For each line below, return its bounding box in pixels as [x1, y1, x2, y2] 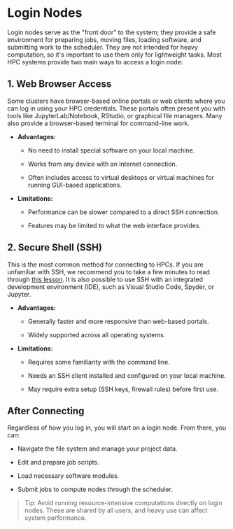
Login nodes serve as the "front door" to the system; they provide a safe [7, 28, 216, 36]
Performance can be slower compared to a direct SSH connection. [27, 208, 220, 216]
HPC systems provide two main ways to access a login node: [7, 57, 183, 66]
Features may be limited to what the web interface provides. [27, 221, 202, 230]
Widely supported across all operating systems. [27, 330, 166, 339]
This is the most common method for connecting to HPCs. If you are [7, 260, 204, 269]
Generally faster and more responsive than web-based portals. [27, 317, 209, 325]
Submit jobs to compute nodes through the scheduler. [17, 485, 174, 494]
